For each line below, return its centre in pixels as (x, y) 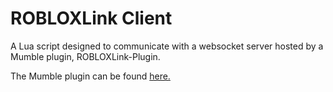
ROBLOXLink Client (91, 18)
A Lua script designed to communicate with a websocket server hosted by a (167, 46)
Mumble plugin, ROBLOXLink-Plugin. (85, 56)
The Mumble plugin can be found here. (90, 76)
